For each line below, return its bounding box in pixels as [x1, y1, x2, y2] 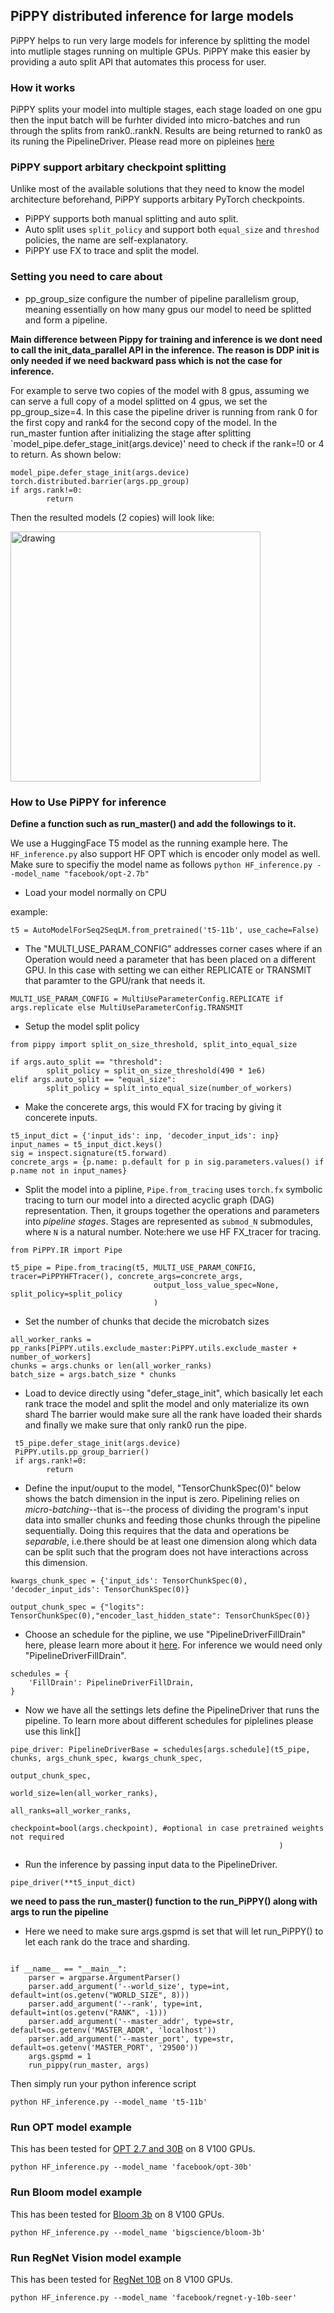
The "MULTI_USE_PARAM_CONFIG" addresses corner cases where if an [24, 943, 323, 954]
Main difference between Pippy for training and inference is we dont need [10, 333, 323, 345]
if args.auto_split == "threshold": [10, 1057, 163, 1067]
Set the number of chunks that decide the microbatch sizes [24, 1315, 270, 1327]
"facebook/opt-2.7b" [63, 869, 150, 879]
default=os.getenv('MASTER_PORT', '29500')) [10, 2043, 199, 2053]
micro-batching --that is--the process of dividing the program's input [24, 1504, 309, 1515]
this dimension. [24, 1557, 88, 1568]
